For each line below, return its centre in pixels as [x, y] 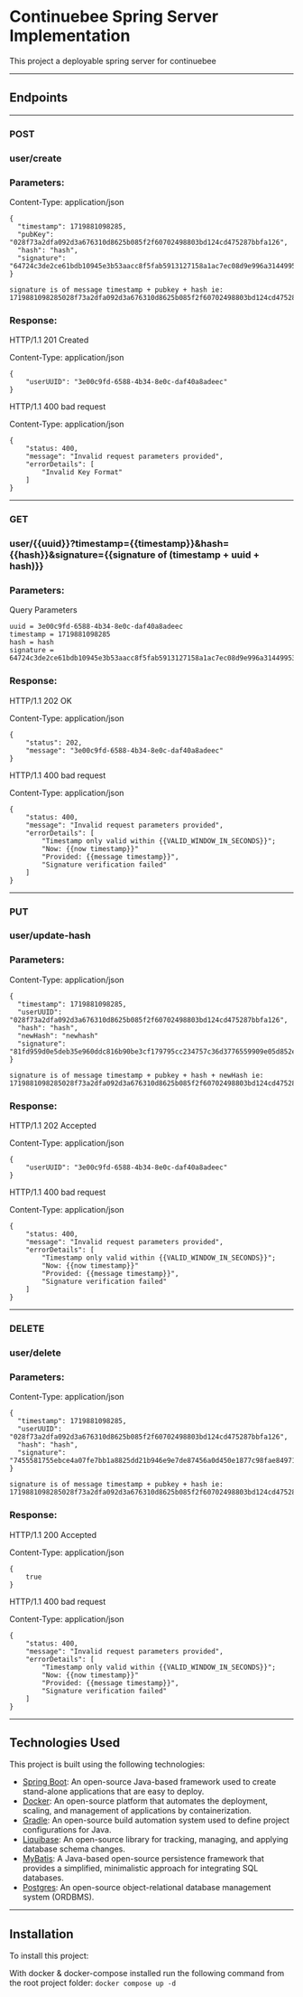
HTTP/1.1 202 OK [41, 700]
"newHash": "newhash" [58, 1036]
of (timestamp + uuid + [208, 555]
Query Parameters [44, 610]
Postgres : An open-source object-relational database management [147, 1888]
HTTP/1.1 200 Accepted [53, 1534]
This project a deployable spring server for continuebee [113, 61]
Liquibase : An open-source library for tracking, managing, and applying [155, 1840]
